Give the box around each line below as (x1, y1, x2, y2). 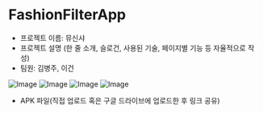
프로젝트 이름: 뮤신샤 (19, 33, 86, 42)
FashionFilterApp (8, 6, 127, 24)
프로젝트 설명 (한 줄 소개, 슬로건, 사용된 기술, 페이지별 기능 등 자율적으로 (19, 42, 246, 53)
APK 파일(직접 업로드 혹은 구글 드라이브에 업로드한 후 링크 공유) (19, 95, 220, 105)
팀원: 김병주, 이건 (19, 63, 74, 73)
